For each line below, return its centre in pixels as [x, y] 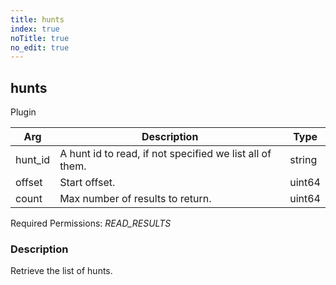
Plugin [23, 112]
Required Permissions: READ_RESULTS [91, 223]
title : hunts [37, 19]
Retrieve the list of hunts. [61, 271]
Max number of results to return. [135, 199]
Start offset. [87, 183]
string [303, 160]
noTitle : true [40, 38]
